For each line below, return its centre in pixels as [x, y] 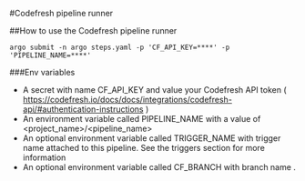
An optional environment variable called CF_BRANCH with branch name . [159, 167]
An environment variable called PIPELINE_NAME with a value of [142, 119]
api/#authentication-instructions [83, 109]
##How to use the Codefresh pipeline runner [93, 30]
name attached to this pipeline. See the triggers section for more [144, 148]
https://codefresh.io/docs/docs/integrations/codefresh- [127, 100]
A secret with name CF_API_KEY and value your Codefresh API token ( [154, 90]
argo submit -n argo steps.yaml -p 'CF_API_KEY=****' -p [120, 47]
